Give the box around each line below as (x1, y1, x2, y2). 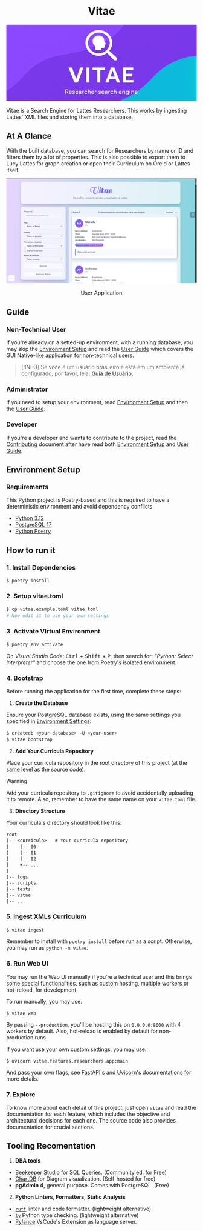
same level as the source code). (6, 766, 86, 773)
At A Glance (6, 131, 53, 141)
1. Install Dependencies (6, 563, 76, 572)
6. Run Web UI (6, 959, 48, 968)
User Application (80, 289, 123, 296)
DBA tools (14, 1156, 41, 1164)
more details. (6, 1075, 39, 1083)
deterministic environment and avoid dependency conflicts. (6, 503, 154, 510)
